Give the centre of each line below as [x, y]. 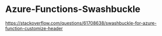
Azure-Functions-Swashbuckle [73, 9]
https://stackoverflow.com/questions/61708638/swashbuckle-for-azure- [81, 23]
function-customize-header [34, 28]
